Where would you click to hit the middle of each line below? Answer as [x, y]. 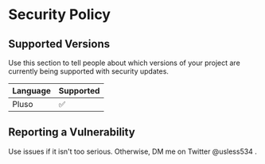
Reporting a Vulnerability [72, 132]
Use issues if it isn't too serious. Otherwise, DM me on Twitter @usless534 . [132, 151]
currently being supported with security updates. [89, 71]
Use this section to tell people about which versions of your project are [124, 63]
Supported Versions [59, 44]
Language [32, 91]
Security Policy [60, 15]
